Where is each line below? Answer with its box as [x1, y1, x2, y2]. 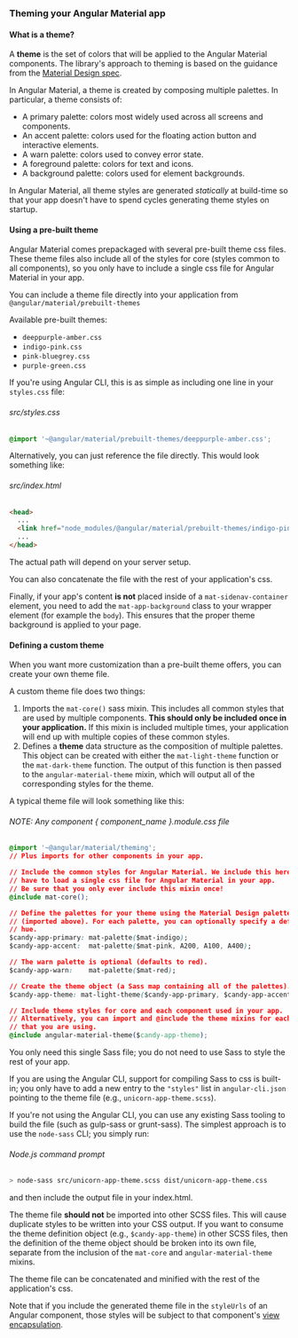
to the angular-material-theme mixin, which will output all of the [21, 769, 255, 780]
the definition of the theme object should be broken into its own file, [9, 1238, 257, 1248]
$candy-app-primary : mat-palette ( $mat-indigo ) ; [9, 933, 189, 942]
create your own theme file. [9, 669, 110, 680]
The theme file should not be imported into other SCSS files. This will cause [9, 1209, 287, 1220]
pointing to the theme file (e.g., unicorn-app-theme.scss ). [9, 1092, 216, 1103]
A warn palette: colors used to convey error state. [21, 149, 204, 160]
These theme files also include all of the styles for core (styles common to [9, 254, 280, 264]
